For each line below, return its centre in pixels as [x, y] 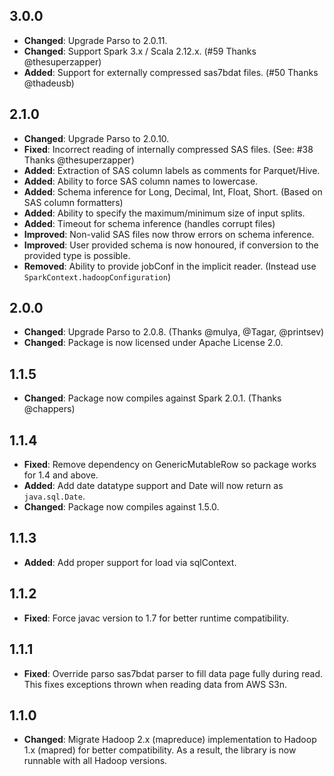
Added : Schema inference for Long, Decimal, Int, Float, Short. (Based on [173, 191]
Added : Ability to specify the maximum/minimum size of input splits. [164, 213]
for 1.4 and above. [61, 475]
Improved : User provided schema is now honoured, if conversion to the [171, 245]
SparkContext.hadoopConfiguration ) [97, 276]
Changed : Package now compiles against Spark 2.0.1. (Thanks [152, 398]
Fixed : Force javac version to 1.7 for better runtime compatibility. [156, 618]
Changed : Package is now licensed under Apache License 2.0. [153, 343]
